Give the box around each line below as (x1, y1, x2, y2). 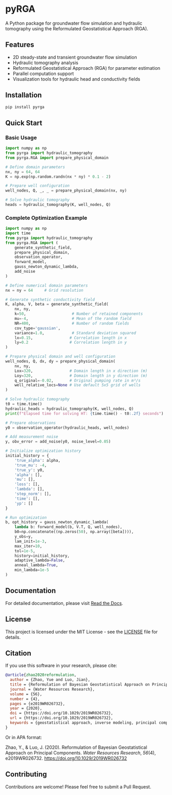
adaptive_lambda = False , (14, 558, 66, 563)
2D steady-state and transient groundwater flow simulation (12, 54, 137, 60)
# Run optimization (5, 515, 47, 520)
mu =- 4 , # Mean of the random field (14, 316, 132, 321)
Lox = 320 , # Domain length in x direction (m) (14, 368, 147, 373)
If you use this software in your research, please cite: (5, 662, 117, 669)
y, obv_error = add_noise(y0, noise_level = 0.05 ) (5, 439, 111, 444)
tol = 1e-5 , (14, 548, 36, 554)
